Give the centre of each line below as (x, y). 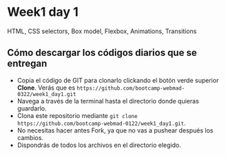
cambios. (30, 137)
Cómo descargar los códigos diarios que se (102, 53)
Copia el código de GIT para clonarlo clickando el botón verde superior (118, 80)
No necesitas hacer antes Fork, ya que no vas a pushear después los (115, 130)
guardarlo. (32, 108)
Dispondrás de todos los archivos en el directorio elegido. (99, 145)
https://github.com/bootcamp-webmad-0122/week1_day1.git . (101, 123)
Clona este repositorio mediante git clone (77, 115)
